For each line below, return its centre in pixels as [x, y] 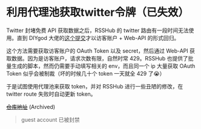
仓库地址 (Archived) [31, 107]
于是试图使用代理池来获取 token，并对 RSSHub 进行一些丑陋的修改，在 [95, 86]
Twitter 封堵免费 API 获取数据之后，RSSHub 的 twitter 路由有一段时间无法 [97, 30]
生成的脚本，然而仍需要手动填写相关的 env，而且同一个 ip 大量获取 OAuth [103, 66]
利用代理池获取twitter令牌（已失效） [98, 12]
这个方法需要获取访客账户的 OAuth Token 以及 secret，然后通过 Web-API [97, 51]
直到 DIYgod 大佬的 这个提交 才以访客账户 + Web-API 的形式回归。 [98, 38]
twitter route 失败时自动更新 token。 [51, 94]
